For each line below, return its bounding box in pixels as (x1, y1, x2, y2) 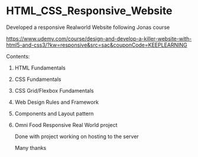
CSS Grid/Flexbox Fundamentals (14, 87, 94, 94)
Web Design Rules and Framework (14, 99, 99, 106)
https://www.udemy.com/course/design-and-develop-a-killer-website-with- (6, 35, 192, 42)
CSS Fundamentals (14, 76, 61, 83)
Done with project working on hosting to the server (14, 133, 139, 140)
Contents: (6, 53, 30, 60)
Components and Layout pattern (14, 110, 94, 117)
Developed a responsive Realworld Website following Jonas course (6, 24, 170, 31)
